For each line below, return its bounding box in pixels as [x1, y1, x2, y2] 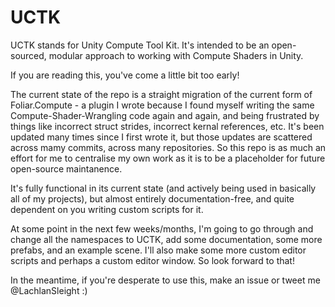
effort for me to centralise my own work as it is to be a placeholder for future [10, 152, 326, 164]
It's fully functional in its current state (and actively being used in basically [10, 182, 317, 194]
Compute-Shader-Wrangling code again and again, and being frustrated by [10, 109, 320, 121]
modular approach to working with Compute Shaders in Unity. [48, 49, 304, 61]
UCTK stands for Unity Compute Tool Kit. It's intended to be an [10, 39, 270, 51]
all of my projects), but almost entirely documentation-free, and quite [10, 192, 295, 205]
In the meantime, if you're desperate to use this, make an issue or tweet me [10, 274, 321, 286]
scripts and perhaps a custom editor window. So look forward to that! [10, 254, 295, 266]
